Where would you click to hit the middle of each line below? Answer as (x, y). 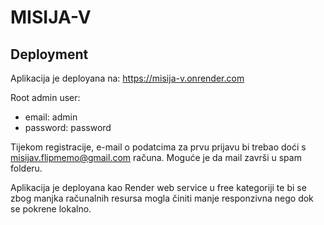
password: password (68, 127)
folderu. (26, 168)
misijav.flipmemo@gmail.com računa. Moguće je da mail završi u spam (156, 157)
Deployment (49, 54)
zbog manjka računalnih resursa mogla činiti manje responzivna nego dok (162, 198)
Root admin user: (45, 97)
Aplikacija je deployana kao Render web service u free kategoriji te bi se (158, 187)
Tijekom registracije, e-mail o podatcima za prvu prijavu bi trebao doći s (158, 147)
